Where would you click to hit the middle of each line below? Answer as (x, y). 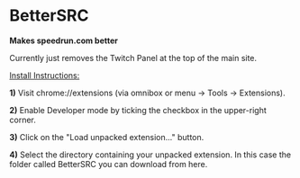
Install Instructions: (45, 75)
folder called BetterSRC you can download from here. (109, 164)
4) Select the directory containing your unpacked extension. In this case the (150, 155)
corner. (23, 120)
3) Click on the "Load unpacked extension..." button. (107, 137)
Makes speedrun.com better (64, 40)
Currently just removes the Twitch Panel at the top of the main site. (133, 58)
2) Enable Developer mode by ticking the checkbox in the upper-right (138, 110)
